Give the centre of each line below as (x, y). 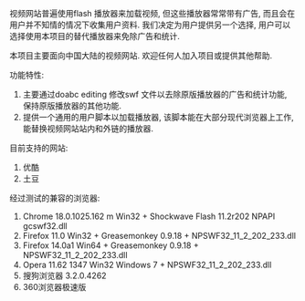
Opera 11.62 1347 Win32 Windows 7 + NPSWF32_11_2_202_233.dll (147, 265)
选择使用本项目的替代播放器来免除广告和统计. (95, 36)
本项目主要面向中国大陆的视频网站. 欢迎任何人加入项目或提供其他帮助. (141, 56)
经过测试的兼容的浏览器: (55, 198)
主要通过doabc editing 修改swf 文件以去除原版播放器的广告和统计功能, (155, 94)
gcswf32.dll (45, 226)
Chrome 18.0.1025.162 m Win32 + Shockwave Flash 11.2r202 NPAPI (149, 216)
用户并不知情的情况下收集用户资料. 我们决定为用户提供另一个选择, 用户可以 (150, 25)
